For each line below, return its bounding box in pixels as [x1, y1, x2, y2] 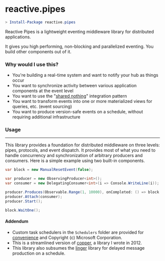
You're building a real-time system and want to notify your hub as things [12, 72, 159, 78]
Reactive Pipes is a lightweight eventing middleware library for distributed [5, 29, 154, 34]
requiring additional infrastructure [12, 114, 81, 120]
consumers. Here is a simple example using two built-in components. [5, 158, 145, 163]
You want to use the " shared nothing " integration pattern [12, 93, 127, 99]
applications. [5, 33, 31, 40]
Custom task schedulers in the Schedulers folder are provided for [12, 229, 144, 235]
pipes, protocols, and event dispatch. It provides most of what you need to [5, 147, 156, 153]
